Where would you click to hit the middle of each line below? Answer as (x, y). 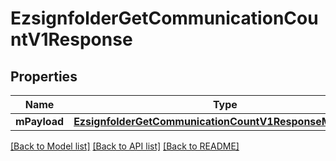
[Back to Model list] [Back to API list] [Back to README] (125, 146)
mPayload (40, 121)
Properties (44, 76)
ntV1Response (71, 39)
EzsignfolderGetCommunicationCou (164, 18)
